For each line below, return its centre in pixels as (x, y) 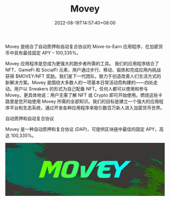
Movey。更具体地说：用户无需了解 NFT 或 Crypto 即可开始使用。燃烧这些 (82, 95)
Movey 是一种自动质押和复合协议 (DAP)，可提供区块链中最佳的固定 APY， (82, 129)
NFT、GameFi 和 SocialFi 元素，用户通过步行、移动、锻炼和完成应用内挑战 (83, 70)
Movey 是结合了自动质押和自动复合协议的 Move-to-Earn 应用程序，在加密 (82, 46)
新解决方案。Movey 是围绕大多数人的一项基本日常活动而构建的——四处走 (82, 82)
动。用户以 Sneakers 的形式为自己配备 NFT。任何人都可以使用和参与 (77, 88)
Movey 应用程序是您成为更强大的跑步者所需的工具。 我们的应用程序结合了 (82, 63)
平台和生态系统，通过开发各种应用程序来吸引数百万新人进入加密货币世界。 (87, 108)
